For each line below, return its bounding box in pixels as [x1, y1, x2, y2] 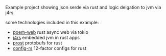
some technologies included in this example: [5, 20, 99, 25]
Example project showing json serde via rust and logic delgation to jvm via [5, 5, 161, 10]
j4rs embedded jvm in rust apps [12, 35, 80, 40]
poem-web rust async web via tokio [12, 29, 88, 35]
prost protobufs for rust [12, 40, 62, 46]
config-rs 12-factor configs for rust [12, 45, 87, 51]
